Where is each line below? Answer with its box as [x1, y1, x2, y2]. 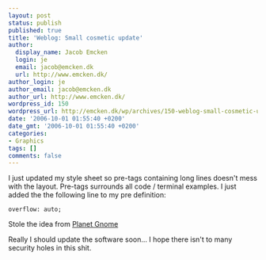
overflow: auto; [8, 205, 62, 214]
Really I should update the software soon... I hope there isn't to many [8, 235, 233, 244]
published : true [8, 26, 62, 34]
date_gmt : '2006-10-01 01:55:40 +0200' [8, 122, 140, 130]
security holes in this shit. [8, 243, 92, 253]
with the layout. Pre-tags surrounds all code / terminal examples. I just [8, 182, 237, 191]
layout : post [8, 11, 51, 20]
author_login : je [8, 78, 66, 86]
